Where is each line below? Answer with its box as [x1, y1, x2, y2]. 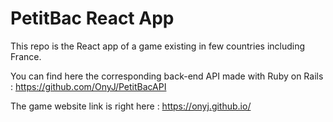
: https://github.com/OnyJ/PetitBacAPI [10, 80, 167, 92]
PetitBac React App [10, 7, 175, 30]
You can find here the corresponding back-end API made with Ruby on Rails [10, 70, 324, 82]
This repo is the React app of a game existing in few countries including [10, 40, 306, 52]
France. [10, 50, 42, 62]
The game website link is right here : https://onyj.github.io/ [10, 100, 252, 112]
